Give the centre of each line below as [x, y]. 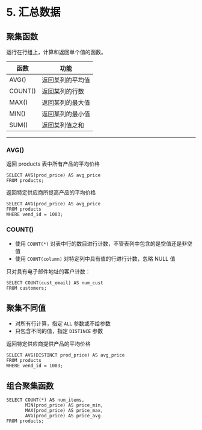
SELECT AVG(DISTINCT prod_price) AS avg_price [66, 355]
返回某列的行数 [63, 91]
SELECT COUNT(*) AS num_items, [45, 400]
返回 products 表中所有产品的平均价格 [53, 164]
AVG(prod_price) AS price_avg [63, 416]
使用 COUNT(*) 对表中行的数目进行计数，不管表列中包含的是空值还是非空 [103, 243]
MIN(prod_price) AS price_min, [64, 405]
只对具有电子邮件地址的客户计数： [48, 271]
